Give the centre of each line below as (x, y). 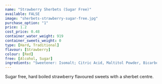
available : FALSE (22, 14)
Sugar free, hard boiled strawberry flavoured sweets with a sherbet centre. (79, 77)
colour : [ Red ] (19, 54)
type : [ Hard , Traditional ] (32, 45)
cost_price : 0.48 (22, 32)
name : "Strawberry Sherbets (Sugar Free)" (48, 9)
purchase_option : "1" (27, 23)
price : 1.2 (16, 27)
